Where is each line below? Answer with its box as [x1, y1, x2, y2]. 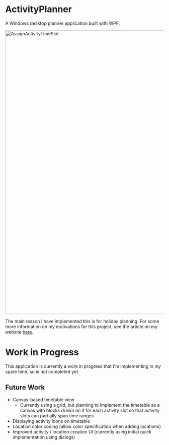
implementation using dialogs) [12, 434, 75, 440]
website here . [5, 329, 34, 335]
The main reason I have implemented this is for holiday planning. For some [5, 318, 159, 324]
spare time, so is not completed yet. [5, 368, 79, 374]
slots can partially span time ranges [20, 412, 94, 419]
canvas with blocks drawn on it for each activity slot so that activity [20, 407, 160, 413]
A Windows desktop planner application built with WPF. [5, 20, 120, 26]
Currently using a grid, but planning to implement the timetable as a [20, 402, 160, 408]
